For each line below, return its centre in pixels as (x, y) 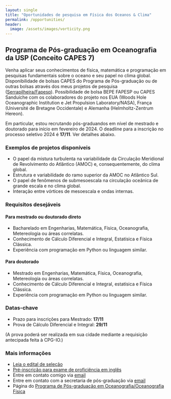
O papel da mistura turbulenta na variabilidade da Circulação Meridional (88, 159)
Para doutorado (22, 261)
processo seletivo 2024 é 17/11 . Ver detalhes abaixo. (60, 134)
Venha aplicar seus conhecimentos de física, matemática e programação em (86, 70)
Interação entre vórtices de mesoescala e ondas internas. (73, 191)
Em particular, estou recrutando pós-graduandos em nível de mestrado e (82, 123)
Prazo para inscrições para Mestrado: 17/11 (58, 319)
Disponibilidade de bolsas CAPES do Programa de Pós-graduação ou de (81, 81)
